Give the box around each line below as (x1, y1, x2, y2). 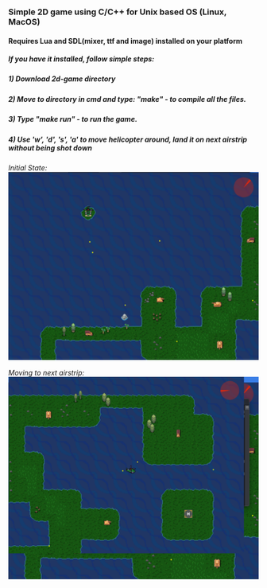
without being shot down (8, 142, 93, 153)
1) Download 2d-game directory (8, 74, 116, 84)
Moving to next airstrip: (8, 368, 85, 377)
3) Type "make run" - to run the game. (8, 115, 137, 124)
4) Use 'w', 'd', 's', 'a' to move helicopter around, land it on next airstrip (8, 134, 248, 144)
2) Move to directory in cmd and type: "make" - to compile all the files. (8, 94, 246, 103)
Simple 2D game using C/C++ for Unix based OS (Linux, (8, 6, 227, 18)
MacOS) (8, 16, 41, 27)
